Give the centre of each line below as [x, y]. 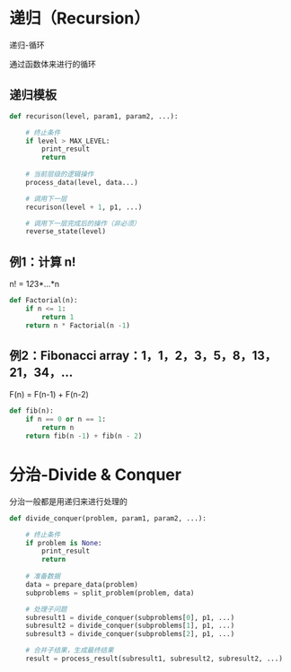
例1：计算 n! [43, 262]
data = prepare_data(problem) [82, 584]
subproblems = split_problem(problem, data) [110, 593]
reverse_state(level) [66, 231]
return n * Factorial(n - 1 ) [78, 325]
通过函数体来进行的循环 [53, 64]
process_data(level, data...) [82, 182]
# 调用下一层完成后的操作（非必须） [83, 223]
